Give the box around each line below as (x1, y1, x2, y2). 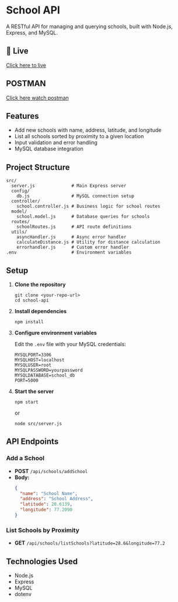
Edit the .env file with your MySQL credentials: (14, 341, 127, 347)
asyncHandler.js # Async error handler (16, 234, 127, 240)
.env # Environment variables (6, 249, 132, 255)
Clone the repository (14, 281, 66, 288)
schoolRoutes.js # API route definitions (16, 224, 132, 230)
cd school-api (14, 297, 49, 303)
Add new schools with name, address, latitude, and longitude (14, 126, 162, 134)
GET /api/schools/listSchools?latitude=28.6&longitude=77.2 (14, 539, 165, 546)
